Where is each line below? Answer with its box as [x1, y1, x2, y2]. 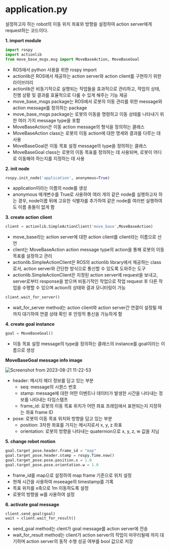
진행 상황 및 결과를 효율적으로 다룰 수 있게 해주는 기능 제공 [12, 92, 128, 98]
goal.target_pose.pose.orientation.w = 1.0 [5, 462, 99, 467]
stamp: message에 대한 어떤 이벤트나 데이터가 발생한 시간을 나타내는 [20, 390, 158, 396]
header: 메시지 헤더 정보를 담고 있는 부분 [12, 378, 94, 384]
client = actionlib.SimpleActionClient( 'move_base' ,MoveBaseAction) [5, 224, 153, 229]
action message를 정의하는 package [12, 105, 87, 111]
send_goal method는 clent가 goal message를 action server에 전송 [12, 526, 148, 532]
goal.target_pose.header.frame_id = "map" [5, 448, 96, 454]
